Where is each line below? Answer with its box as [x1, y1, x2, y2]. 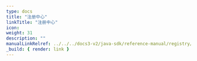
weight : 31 [6, 30, 33, 36]
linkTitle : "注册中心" [6, 19, 58, 25]
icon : [6, 24, 19, 31]
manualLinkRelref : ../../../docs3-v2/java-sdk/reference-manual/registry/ [6, 41, 193, 47]
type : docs [6, 8, 33, 15]
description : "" [6, 35, 46, 41]
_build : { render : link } [6, 46, 69, 52]
